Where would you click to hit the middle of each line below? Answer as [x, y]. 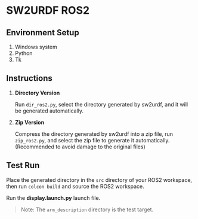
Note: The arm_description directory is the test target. [87, 209]
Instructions [29, 78]
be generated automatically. [49, 111]
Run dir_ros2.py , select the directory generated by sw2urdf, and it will [101, 104]
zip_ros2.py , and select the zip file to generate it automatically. [92, 140]
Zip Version [30, 122]
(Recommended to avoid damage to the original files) [80, 147]
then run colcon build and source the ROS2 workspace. [75, 186]
